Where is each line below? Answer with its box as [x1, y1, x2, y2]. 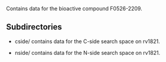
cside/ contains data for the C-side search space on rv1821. [14, 38, 161, 45]
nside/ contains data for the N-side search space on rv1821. [14, 49, 161, 56]
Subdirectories [6, 22, 62, 32]
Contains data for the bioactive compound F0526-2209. [6, 5, 143, 12]
